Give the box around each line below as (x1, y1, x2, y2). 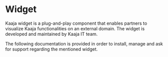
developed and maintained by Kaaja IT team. (5, 31, 98, 37)
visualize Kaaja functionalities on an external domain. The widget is (5, 25, 145, 31)
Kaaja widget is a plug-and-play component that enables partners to (5, 20, 147, 26)
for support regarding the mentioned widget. (5, 46, 98, 52)
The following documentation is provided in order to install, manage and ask (5, 40, 163, 46)
